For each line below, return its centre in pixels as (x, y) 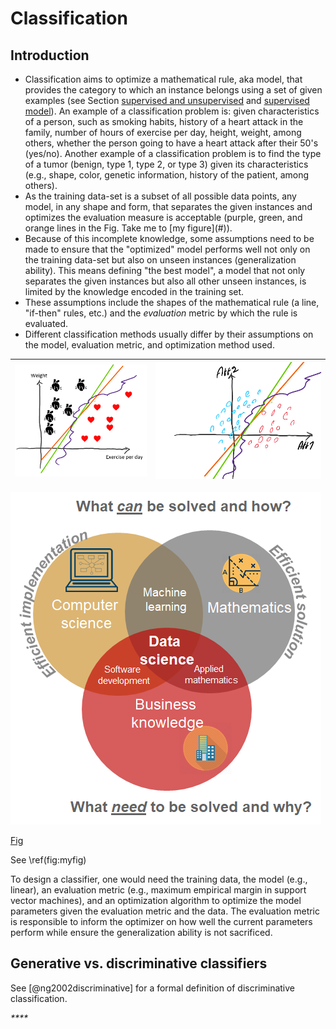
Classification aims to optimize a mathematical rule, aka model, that (163, 79)
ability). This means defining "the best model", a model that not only (165, 270)
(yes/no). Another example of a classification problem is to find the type (173, 153)
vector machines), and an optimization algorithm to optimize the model (156, 900)
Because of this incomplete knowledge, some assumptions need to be (169, 238)
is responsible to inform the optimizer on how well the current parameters (161, 921)
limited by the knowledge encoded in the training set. (134, 291)
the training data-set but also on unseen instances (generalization (160, 260)
